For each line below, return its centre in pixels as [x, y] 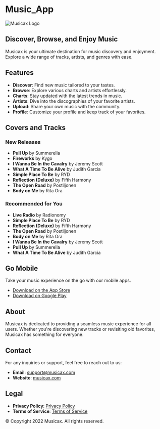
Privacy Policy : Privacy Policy [44, 406]
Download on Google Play [39, 296]
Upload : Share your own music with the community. [66, 106]
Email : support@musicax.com [44, 372]
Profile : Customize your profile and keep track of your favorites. [79, 112]
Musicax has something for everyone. [44, 334]
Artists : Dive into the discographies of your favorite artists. [74, 101]
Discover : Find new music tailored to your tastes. [64, 85]
